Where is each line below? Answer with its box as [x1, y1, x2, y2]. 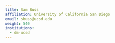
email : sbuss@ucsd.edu [5, 16, 52, 21]
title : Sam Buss [5, 7, 39, 12]
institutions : [5, 26, 35, 31]
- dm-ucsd [9, 30, 30, 35]
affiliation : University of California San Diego [5, 12, 111, 17]
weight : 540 [5, 21, 30, 26]
